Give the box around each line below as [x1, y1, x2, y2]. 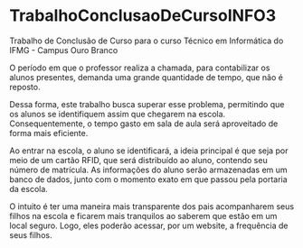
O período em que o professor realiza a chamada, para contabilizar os [9, 62, 270, 73]
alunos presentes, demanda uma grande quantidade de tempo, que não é [9, 71, 283, 82]
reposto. [9, 81, 41, 92]
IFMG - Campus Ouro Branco [9, 44, 118, 55]
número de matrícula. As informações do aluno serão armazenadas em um [9, 164, 288, 175]
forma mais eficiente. [9, 127, 89, 138]
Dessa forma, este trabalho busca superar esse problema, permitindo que [9, 98, 285, 109]
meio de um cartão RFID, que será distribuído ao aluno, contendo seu [9, 154, 269, 165]
